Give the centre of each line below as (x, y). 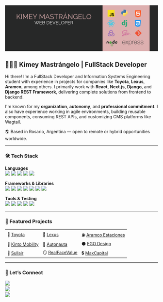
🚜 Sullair (15, 253)
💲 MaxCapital (95, 253)
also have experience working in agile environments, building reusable (75, 111)
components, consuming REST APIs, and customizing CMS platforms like (78, 116)
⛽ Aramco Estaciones (103, 235)
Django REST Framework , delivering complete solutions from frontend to (78, 92)
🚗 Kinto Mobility (23, 244)
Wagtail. (13, 122)
